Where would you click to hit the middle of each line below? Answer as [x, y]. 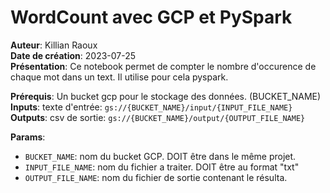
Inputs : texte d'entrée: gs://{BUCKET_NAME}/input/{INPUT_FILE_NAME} [151, 107]
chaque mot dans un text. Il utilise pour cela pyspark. [119, 77]
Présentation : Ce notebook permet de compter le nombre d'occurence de [163, 66]
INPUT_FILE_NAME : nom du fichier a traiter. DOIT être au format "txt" [162, 167]
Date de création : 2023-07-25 [73, 55]
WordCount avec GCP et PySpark [151, 17]
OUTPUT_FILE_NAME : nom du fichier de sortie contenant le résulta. [156, 177]
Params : [28, 137]
